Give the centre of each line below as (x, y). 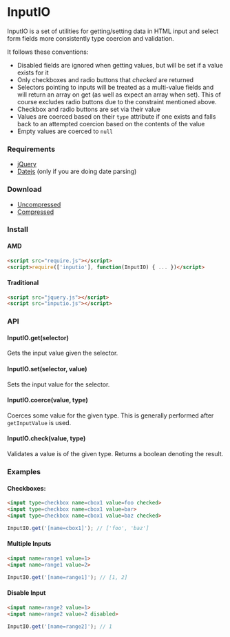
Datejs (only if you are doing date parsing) (77, 171)
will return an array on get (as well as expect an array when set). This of (119, 95)
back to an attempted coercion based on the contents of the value (111, 124)
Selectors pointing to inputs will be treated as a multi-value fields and (115, 87)
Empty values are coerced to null (65, 131)
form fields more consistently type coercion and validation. (91, 38)
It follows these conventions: (48, 52)
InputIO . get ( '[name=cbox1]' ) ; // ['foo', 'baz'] (78, 528)
